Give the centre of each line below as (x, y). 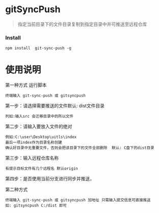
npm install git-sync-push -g (38, 48)
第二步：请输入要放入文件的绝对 (39, 126)
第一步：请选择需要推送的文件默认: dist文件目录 (55, 106)
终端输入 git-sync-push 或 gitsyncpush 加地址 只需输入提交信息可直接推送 (78, 200)
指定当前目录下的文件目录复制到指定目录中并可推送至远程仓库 (82, 24)
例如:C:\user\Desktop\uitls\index (41, 137)
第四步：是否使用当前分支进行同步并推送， (50, 179)
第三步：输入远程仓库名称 (32, 158)
